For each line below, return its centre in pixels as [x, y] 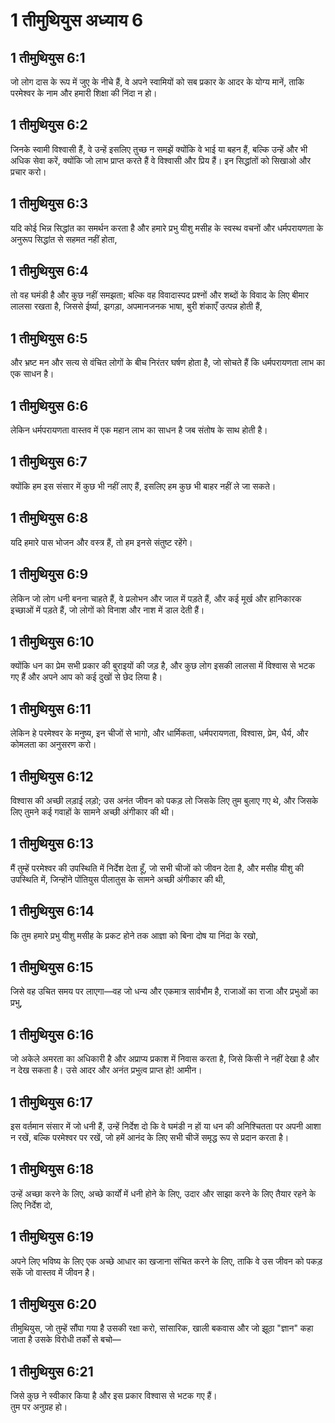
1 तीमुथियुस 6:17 [51, 1102]
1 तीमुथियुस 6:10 [52, 641]
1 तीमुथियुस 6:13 [52, 844]
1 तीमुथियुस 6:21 [52, 1371]
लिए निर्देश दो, [31, 1205]
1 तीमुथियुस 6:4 [49, 271]
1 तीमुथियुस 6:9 [49, 574]
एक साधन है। [32, 374]
